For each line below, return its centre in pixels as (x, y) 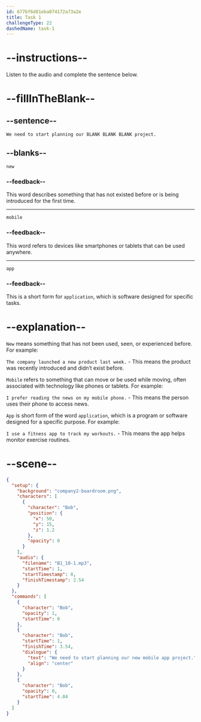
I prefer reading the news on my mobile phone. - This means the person (98, 397)
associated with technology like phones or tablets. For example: (85, 386)
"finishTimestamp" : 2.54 (53, 580)
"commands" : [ (29, 597)
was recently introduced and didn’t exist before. (65, 368)
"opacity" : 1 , (40, 613)
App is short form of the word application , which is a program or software (97, 415)
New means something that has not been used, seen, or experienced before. (99, 343)
